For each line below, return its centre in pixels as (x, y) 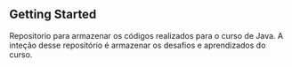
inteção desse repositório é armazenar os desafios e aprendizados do (138, 45)
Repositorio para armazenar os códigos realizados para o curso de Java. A (146, 35)
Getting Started (53, 15)
